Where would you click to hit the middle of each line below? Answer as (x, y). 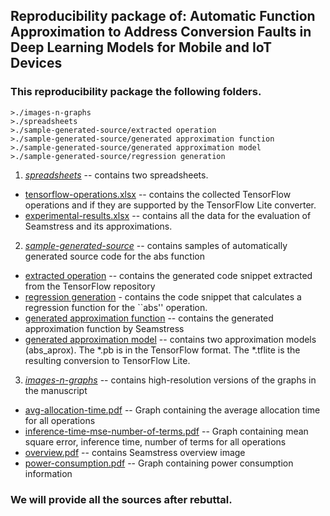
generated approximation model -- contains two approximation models (170, 339)
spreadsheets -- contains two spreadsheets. (116, 175)
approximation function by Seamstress (104, 328)
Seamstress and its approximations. (98, 226)
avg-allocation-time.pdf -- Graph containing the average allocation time (172, 410)
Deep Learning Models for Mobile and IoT (141, 47)
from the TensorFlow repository (90, 286)
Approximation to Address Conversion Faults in (161, 32)
